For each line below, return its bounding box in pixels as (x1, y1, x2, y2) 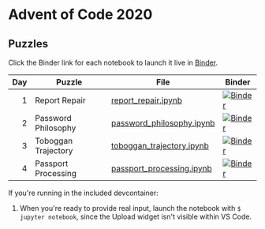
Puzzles (8, 37, 49, 51)
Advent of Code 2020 (8, 6, 153, 24)
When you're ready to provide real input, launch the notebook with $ (19, 204, 241, 212)
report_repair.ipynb (110, 95, 183, 106)
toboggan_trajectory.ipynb (110, 141, 209, 151)
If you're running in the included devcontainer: (8, 188, 159, 197)
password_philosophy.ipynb (110, 118, 215, 128)
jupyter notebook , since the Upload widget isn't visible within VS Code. (19, 212, 252, 221)
